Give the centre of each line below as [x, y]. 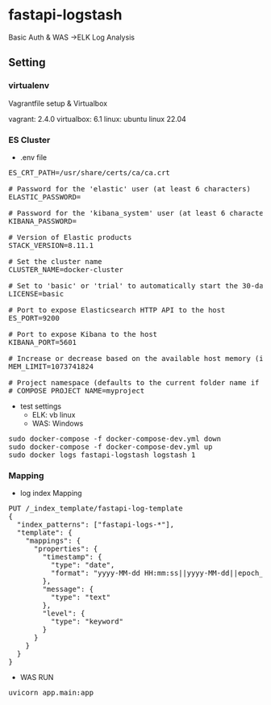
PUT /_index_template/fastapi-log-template [96, 509]
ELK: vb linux [54, 414]
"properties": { [66, 549]
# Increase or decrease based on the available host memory [130, 358]
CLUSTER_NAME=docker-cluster [66, 269]
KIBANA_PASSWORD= [42, 221]
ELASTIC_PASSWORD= [45, 197]
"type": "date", [83, 565]
